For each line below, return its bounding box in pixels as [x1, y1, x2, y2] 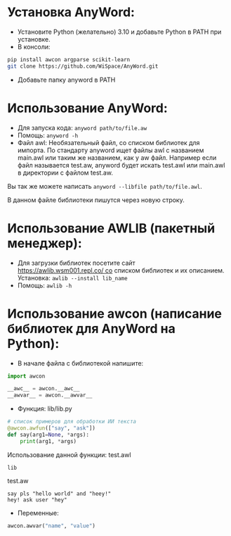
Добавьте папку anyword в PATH [17, 75, 116, 84]
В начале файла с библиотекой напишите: [17, 359, 144, 367]
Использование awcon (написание [7, 306, 223, 321]
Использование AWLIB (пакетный [7, 220, 216, 236]
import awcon [7, 373, 46, 380]
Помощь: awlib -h [17, 281, 72, 289]
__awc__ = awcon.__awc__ [7, 385, 80, 392]
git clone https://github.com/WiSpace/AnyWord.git [7, 63, 159, 70]
